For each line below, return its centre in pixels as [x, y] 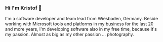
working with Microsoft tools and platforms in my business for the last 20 [80, 24]
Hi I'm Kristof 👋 [23, 8]
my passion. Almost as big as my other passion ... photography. [70, 35]
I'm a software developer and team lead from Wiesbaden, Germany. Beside [81, 19]
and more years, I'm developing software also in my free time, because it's [81, 29]
